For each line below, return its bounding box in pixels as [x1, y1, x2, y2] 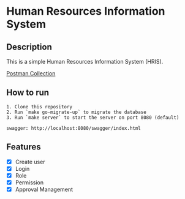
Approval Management [15, 186, 74, 193]
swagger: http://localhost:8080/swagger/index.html [6, 125, 141, 131]
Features [6, 142, 41, 152]
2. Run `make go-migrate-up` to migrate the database [6, 109, 147, 115]
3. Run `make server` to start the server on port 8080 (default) [6, 115, 179, 121]
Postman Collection [6, 70, 56, 77]
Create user [15, 158, 45, 165]
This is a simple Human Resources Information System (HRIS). [6, 58, 164, 65]
